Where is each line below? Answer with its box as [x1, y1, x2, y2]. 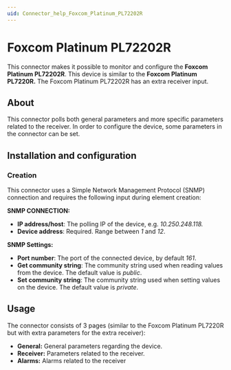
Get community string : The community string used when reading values [16, 261, 223, 270]
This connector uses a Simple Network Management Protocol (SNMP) [7, 186, 205, 195]
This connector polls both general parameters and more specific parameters [7, 115, 223, 124]
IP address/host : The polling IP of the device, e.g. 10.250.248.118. [16, 220, 203, 228]
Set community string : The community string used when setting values [16, 276, 221, 284]
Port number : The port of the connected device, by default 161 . [16, 254, 197, 262]
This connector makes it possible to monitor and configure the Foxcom [7, 63, 208, 71]
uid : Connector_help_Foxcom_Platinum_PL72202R [7, 10, 143, 17]
